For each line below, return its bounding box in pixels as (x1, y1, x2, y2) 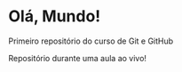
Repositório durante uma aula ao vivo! (8, 52, 147, 63)
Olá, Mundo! (8, 6, 101, 27)
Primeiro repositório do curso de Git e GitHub (8, 36, 174, 46)
